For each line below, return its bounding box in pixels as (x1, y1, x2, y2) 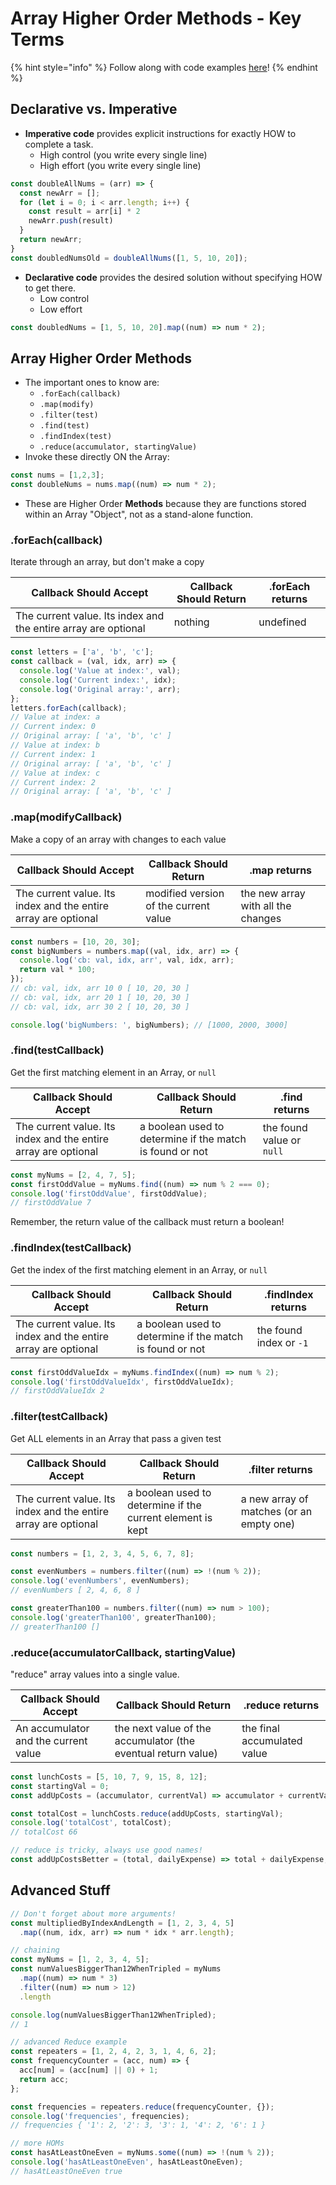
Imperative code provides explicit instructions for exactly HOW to (24, 127, 297, 139)
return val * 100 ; (19, 965, 97, 975)
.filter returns (248, 1462, 313, 1476)
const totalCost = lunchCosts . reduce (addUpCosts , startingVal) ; (10, 1808, 284, 1819)
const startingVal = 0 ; (10, 1781, 110, 1791)
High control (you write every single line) (39, 148, 208, 161)
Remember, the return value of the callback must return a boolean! (10, 1216, 285, 1228)
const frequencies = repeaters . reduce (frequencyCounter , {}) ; (10, 2102, 275, 2112)
